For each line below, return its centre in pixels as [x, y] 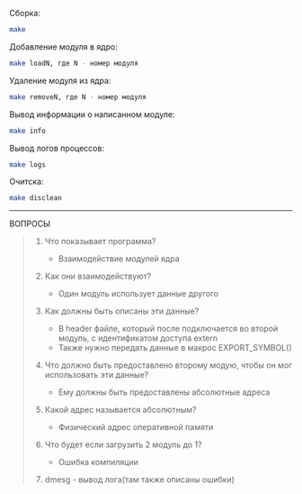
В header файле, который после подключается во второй [168, 329]
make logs [28, 165]
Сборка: [25, 13]
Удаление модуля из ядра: [60, 80]
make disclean [36, 198]
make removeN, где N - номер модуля [78, 97]
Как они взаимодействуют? [98, 276]
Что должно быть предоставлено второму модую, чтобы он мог [169, 365]
